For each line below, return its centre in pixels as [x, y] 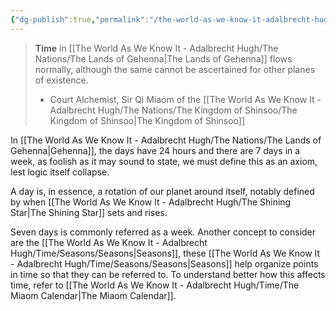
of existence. [61, 80]
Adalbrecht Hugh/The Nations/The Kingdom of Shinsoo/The [173, 110]
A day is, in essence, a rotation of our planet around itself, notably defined [162, 191]
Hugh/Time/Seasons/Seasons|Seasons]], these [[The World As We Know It [165, 253]
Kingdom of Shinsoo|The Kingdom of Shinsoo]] [147, 120]
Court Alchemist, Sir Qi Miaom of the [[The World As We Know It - [185, 99]
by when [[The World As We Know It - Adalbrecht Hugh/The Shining [151, 202]
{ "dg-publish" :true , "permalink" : [80, 19]
